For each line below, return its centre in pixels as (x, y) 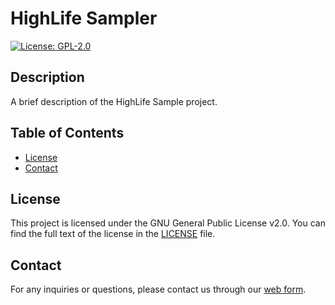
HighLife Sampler (84, 18)
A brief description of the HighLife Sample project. (114, 101)
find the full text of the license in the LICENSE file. (113, 234)
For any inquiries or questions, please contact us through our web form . (158, 289)
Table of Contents (67, 133)
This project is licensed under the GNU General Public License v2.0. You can (168, 223)
